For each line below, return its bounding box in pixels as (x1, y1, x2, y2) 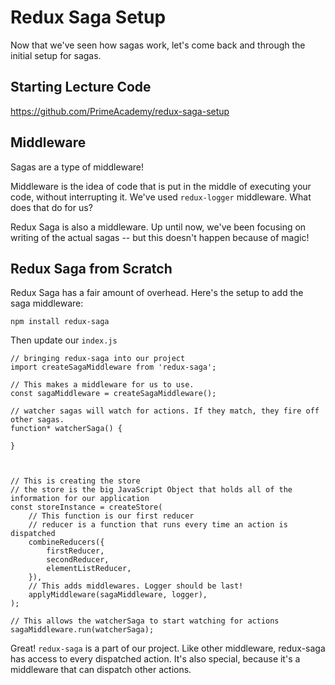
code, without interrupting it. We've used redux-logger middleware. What (10, 191, 312, 203)
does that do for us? (10, 201, 93, 213)
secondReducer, (46, 555, 110, 565)
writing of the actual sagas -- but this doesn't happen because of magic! (10, 231, 310, 243)
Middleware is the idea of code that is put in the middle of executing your (10, 180, 312, 192)
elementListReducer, (46, 564, 132, 574)
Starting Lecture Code (10, 79, 152, 96)
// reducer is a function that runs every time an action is (28, 520, 288, 530)
